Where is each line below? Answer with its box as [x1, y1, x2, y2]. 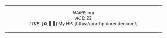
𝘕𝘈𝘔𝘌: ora [72, 10, 95, 15]
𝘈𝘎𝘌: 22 [75, 15, 92, 21]
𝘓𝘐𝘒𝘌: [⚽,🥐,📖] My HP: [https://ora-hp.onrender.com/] [29, 21, 138, 26]
